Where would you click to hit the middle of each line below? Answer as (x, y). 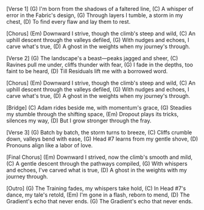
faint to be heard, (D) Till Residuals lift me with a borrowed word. (87, 71)
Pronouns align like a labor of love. (50, 145)
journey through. (27, 177)
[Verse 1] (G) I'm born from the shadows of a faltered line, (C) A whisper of (100, 9)
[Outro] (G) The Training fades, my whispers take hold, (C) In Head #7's (96, 188)
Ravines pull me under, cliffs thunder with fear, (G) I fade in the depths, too (100, 65)
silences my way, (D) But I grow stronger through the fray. (79, 121)
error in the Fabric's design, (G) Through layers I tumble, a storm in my (95, 15)
